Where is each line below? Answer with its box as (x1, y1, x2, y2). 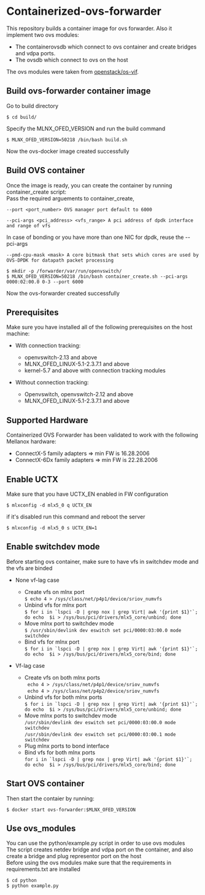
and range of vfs (6, 222, 51, 229)
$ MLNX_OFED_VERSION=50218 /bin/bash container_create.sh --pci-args (6, 273, 188, 279)
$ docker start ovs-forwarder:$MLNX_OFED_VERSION (6, 807, 136, 813)
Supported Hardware (6, 415, 89, 425)
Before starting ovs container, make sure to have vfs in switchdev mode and (6, 558, 199, 565)
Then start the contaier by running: (6, 794, 95, 802)
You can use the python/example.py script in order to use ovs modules (6, 840, 185, 847)
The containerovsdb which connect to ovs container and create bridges (15, 43, 197, 50)
